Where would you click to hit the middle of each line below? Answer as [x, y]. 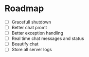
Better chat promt [29, 28]
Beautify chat [25, 44]
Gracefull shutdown [31, 22]
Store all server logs [32, 50]
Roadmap [24, 9]
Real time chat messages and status [48, 38]
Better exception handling [37, 33]
